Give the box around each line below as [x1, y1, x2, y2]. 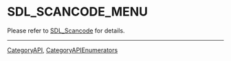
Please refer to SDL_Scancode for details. [7, 26, 125, 35]
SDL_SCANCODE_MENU [7, 4, 148, 20]
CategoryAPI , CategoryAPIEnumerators [7, 45, 118, 54]
